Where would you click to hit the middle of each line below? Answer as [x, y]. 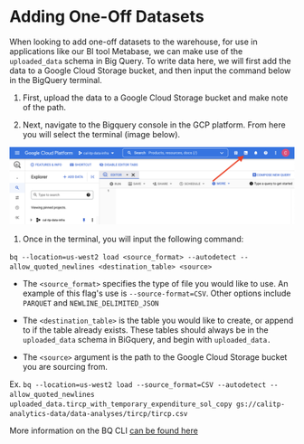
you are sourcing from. [65, 366]
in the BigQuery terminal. [56, 80]
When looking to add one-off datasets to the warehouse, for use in [133, 42]
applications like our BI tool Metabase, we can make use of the [126, 51]
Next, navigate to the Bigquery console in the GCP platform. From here [154, 125]
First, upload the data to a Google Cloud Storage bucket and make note [155, 98]
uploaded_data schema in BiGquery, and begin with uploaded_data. [147, 339]
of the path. [44, 107]
